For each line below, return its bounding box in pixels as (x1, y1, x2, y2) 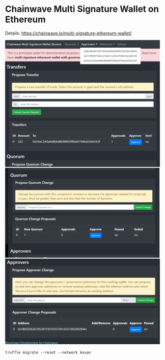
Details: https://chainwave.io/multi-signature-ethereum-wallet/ (5, 30, 132, 36)
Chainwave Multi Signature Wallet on (5, 3, 159, 15)
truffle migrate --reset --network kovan (5, 350, 91, 355)
